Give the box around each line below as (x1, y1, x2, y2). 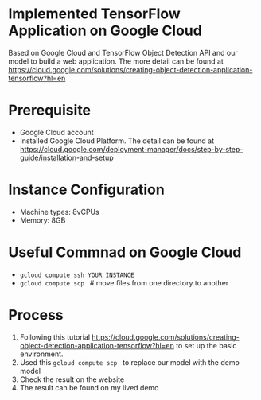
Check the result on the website (19, 375, 125, 384)
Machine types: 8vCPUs (19, 207, 99, 216)
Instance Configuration (8, 181, 165, 199)
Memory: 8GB (19, 216, 66, 225)
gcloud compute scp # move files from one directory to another (19, 278, 229, 287)
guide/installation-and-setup (19, 153, 114, 162)
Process (8, 305, 64, 324)
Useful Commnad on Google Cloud (8, 243, 242, 261)
